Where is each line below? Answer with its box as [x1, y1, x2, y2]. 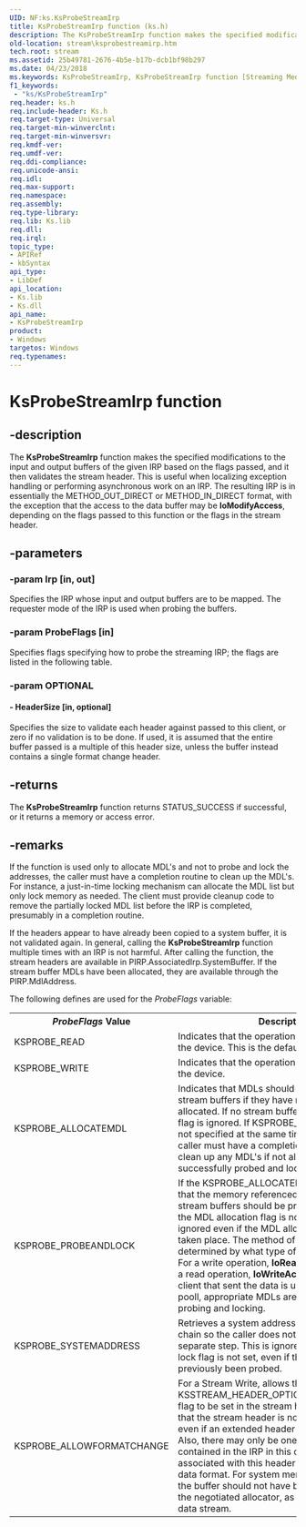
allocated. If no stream [177, 1105, 274, 1118]
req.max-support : [9, 183, 76, 192]
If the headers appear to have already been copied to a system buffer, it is [9, 928, 287, 939]
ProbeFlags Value [52, 1015, 131, 1028]
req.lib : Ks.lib [9, 216, 71, 226]
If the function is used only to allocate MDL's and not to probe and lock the [9, 861, 290, 872]
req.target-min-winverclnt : [9, 124, 117, 133]
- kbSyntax [9, 259, 51, 269]
